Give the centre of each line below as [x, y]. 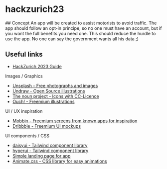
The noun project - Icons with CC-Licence [56, 96]
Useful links [24, 54]
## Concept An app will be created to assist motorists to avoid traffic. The [81, 23]
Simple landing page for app [41, 156]
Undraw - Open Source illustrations [49, 91]
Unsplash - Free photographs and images [55, 85]
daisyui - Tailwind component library [50, 145]
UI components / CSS [27, 136]
